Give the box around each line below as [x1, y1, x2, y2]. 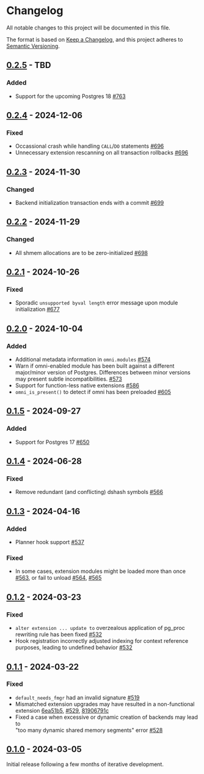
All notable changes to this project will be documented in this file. [6, 24, 171, 31]
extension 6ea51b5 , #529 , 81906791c [15, 707, 109, 714]
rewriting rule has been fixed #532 [15, 631, 103, 638]
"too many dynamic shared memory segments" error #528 [15, 726, 163, 734]
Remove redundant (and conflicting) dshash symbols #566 [15, 488, 164, 496]
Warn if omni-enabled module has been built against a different [15, 362, 175, 370]
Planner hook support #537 [15, 539, 84, 546]
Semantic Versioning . [6, 42, 60, 50]
